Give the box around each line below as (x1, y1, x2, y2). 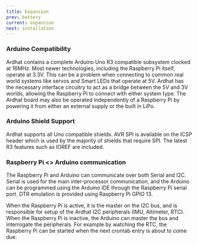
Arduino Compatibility (6, 45, 71, 53)
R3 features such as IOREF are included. (6, 143, 105, 150)
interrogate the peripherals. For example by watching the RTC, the (6, 221, 167, 228)
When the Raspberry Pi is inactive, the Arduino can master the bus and (6, 215, 178, 222)
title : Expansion (6, 8, 49, 15)
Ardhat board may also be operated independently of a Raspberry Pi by (6, 96, 180, 103)
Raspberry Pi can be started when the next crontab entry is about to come (6, 227, 187, 234)
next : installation (6, 25, 54, 31)
